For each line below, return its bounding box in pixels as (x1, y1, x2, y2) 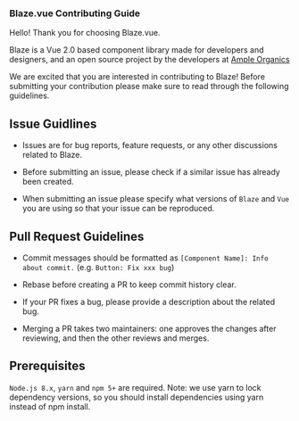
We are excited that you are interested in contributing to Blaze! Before (9, 71, 266, 82)
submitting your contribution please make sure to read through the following (9, 81, 289, 92)
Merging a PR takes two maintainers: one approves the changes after (21, 323, 277, 334)
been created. (21, 177, 74, 187)
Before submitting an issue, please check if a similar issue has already (21, 167, 281, 177)
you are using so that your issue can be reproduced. (21, 203, 215, 214)
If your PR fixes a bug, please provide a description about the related (21, 296, 275, 307)
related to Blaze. (21, 150, 83, 161)
